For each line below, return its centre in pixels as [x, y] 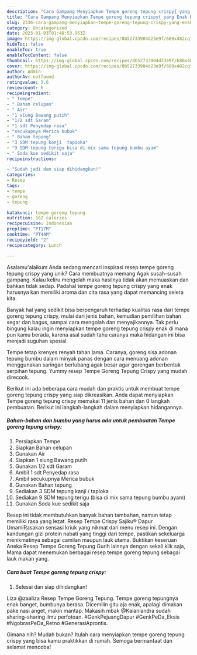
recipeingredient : [29, 93]
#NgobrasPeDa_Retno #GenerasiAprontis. [57, 623]
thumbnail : [20, 60]
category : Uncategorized [37, 28]
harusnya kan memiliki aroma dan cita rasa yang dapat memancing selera [95, 292]
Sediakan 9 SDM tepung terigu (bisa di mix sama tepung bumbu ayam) [100, 498]
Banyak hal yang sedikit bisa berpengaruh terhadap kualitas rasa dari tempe [98, 310]
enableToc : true [26, 50]
